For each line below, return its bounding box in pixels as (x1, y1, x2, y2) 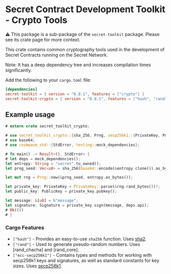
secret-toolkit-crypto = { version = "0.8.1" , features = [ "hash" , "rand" (5, 96, 167, 101)
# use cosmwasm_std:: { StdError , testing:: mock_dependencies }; (5, 142, 140, 147)
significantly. (5, 67, 32, 73)
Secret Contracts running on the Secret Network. (5, 52, 108, 58)
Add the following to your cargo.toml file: (5, 77, 92, 83)
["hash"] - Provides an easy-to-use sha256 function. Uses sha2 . (12, 235, 147, 242)
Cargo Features (5, 224, 44, 231)
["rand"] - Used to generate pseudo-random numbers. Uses (12, 241, 140, 247)
